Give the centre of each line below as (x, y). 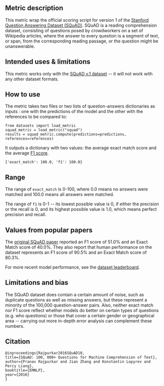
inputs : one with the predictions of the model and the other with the (74, 112)
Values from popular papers (49, 230)
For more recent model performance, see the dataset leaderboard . (73, 267)
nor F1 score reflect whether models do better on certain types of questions (82, 310)
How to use (23, 95)
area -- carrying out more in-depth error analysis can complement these (79, 321)
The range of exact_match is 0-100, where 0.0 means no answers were (77, 189)
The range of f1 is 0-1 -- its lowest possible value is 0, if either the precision (82, 204)
